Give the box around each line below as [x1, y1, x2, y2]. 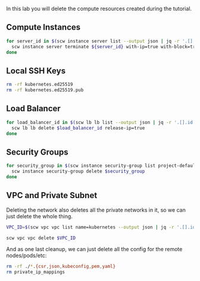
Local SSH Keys [6, 66, 66, 76]
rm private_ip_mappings [6, 269, 65, 275]
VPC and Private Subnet [6, 190, 98, 200]
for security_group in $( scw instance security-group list [6, 163, 156, 169]
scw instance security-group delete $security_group [11, 168, 145, 175]
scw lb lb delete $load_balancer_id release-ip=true [11, 125, 145, 131]
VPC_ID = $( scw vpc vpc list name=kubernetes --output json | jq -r [6, 224, 174, 230]
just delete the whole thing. [6, 212, 73, 220]
